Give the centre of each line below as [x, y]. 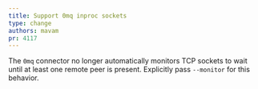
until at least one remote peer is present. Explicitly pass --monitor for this [129, 70]
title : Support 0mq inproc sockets [68, 16]
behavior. [24, 78]
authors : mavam [34, 30]
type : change [30, 23]
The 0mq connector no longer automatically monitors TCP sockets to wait [128, 61]
